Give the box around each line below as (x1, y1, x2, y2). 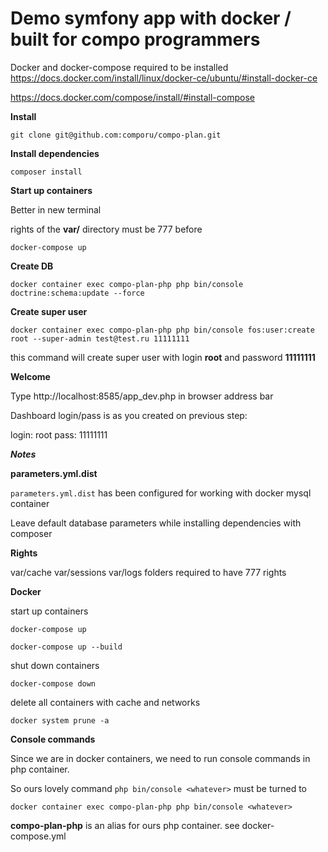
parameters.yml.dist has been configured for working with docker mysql (10, 487, 312, 499)
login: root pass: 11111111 (10, 428, 108, 441)
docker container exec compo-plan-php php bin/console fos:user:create (10, 325, 315, 335)
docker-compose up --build (10, 642, 123, 652)
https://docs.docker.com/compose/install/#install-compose (10, 91, 255, 103)
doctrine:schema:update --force (10, 288, 145, 298)
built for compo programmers (10, 28, 261, 51)
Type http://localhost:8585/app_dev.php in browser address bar (10, 390, 274, 402)
